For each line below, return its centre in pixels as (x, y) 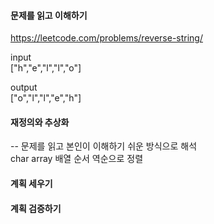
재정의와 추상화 (40, 122)
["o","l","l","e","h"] (46, 98)
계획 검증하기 (36, 208)
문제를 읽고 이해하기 (49, 15)
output (24, 87)
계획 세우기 (31, 183)
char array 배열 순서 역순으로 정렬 (77, 159)
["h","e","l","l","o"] (46, 68)
